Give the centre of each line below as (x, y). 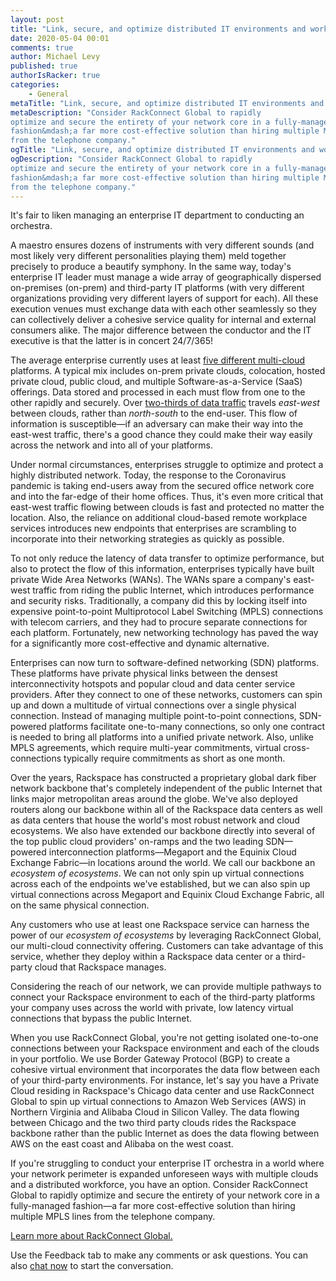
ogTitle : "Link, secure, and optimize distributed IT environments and (162, 150)
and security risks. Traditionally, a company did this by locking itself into (159, 601)
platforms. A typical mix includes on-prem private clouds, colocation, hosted (168, 371)
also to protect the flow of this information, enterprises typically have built (162, 569)
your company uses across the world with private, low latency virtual (152, 1008)
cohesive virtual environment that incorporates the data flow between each (165, 1070)
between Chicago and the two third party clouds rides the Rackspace (153, 1123)
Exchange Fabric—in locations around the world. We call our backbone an (163, 863)
